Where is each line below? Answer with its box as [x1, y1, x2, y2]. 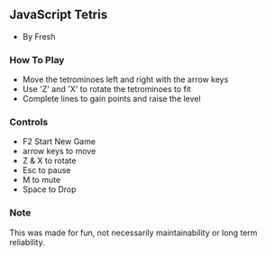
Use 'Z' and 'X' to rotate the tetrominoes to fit [22, 84, 191, 95]
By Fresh [22, 31, 56, 41]
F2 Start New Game [22, 136, 96, 147]
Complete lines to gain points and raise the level [22, 94, 201, 105]
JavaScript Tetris [9, 7, 108, 23]
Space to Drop [22, 184, 77, 195]
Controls [9, 116, 49, 129]
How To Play [9, 53, 65, 66]
